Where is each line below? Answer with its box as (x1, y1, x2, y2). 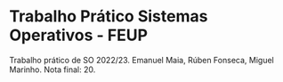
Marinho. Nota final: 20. (9, 64, 96, 75)
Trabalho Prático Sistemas (9, 6, 208, 27)
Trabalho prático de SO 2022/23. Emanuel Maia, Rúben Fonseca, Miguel (9, 54, 274, 65)
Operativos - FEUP (9, 25, 149, 45)
